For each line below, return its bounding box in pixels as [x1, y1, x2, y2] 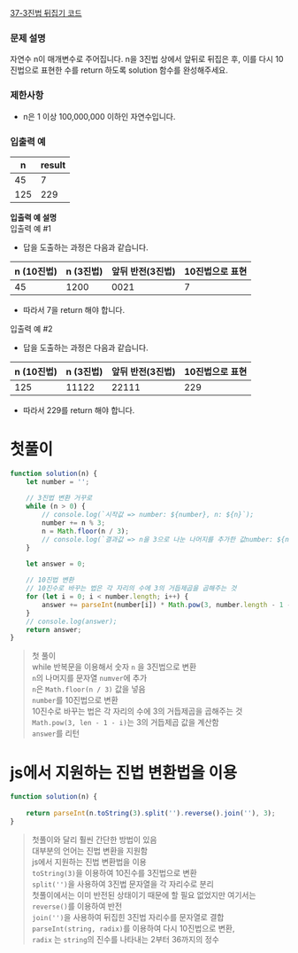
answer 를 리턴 [31, 728, 80, 738]
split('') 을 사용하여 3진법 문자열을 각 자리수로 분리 [31, 879, 215, 889]
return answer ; [26, 625, 82, 634]
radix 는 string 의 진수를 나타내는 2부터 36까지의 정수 [31, 933, 220, 944]
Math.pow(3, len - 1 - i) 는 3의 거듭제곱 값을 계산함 [31, 717, 219, 728]
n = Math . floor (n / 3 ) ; [42, 527, 129, 535]
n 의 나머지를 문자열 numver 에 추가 [31, 673, 148, 684]
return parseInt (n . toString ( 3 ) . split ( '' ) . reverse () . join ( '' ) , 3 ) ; [26, 809, 276, 818]
